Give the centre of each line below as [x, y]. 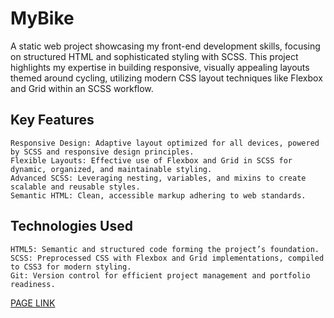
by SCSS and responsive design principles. [102, 152]
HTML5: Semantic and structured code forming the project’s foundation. [165, 249]
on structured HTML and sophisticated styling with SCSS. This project [154, 56]
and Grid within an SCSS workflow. [82, 88]
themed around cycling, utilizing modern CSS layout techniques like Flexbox [166, 78]
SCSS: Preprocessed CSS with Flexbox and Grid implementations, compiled [167, 258]
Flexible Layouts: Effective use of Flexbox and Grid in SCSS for [151, 160]
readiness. [33, 284]
